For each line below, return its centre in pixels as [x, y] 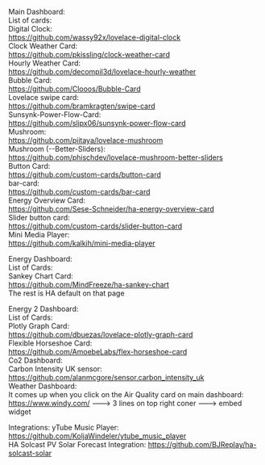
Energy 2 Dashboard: [43, 309]
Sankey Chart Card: [41, 276]
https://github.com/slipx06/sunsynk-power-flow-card [97, 123]
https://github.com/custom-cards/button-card [85, 174]
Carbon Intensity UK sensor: [55, 369]
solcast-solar [30, 453]
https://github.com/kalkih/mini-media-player [82, 243]
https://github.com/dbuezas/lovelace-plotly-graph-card [101, 335]
